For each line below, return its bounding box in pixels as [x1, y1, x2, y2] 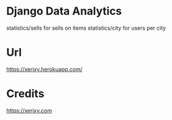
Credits [6, 87, 45, 101]
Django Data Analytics [6, 4, 122, 18]
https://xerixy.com [6, 107, 52, 114]
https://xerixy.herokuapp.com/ [6, 65, 83, 73]
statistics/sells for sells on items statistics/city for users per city [6, 24, 167, 32]
